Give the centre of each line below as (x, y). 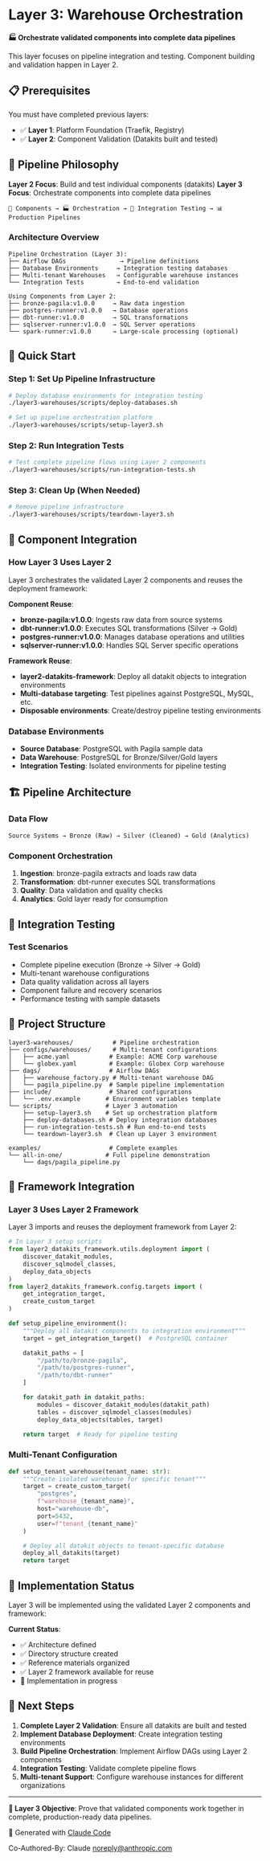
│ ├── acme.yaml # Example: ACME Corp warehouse (113, 1057)
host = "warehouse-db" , (74, 1509)
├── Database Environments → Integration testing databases (118, 268)
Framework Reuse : (40, 661)
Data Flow (28, 819)
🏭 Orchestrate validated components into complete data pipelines (122, 37)
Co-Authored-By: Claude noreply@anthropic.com (90, 1848)
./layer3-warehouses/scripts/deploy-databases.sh (93, 403)
